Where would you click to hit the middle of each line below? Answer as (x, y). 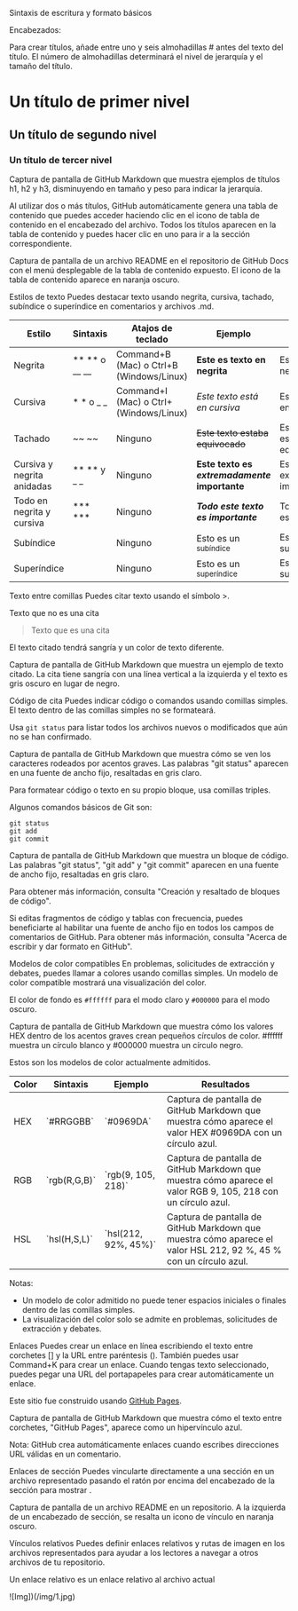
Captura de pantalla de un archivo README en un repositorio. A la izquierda (148, 1507)
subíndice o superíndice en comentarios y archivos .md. (112, 306)
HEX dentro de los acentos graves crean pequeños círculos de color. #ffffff (146, 1035)
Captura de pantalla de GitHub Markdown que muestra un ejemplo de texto (146, 664)
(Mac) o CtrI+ (145, 401)
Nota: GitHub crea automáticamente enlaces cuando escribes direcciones (144, 1444)
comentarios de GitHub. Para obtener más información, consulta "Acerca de (148, 936)
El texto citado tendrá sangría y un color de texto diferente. (117, 647)
